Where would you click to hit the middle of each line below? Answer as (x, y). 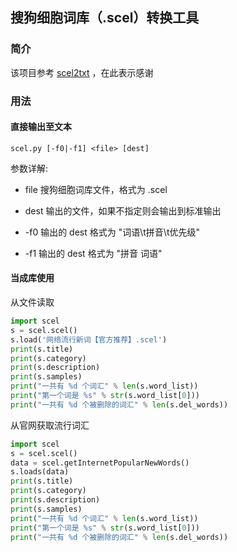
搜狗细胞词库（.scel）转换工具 (105, 18)
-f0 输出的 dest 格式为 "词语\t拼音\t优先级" (112, 232)
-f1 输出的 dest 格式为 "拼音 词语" (93, 253)
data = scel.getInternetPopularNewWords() (100, 463)
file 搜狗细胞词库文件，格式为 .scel (96, 189)
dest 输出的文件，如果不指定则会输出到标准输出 (123, 210)
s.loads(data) (40, 472)
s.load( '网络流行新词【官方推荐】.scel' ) (89, 339)
